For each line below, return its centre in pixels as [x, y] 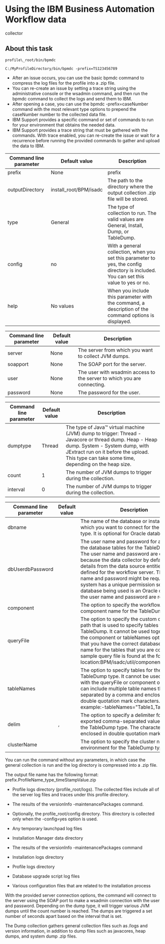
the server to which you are [110, 378]
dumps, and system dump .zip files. [41, 936]
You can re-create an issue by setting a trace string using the [74, 88]
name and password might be [115, 578]
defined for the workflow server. [118, 572]
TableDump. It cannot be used [115, 631]
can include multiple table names [118, 688]
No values [62, 306]
